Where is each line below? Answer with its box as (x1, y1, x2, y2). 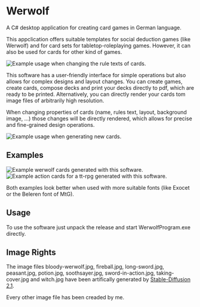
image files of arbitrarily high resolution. (6, 97, 104, 104)
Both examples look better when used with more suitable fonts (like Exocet (6, 184, 190, 191)
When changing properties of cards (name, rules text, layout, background (6, 108, 187, 115)
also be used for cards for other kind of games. (6, 48, 122, 55)
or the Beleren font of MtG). (6, 190, 75, 197)
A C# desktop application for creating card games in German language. (6, 24, 182, 31)
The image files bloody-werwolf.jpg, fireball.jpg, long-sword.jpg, (6, 263, 164, 270)
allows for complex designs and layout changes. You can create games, (6, 78, 183, 85)
